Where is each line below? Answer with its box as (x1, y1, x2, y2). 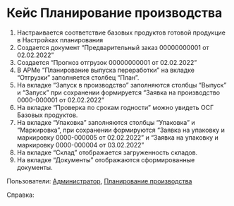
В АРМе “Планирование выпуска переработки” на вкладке (16, 66, 195, 74)
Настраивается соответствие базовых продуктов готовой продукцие (16, 28, 226, 37)
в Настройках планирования (16, 35, 104, 44)
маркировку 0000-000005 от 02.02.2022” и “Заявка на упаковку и (16, 133, 219, 142)
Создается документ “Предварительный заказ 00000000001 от (16, 43, 209, 51)
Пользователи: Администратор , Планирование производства (6, 176, 192, 185)
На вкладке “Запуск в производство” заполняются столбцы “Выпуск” (16, 80, 227, 89)
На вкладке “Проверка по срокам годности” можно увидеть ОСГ (16, 103, 214, 111)
